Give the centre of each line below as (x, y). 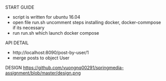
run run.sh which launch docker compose (56, 33)
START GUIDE (20, 7)
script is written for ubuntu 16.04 (46, 17)
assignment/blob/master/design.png (43, 73)
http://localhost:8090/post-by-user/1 (51, 53)
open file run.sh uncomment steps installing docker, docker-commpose (87, 22)
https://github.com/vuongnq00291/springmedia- (73, 68)
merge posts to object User (41, 58)
